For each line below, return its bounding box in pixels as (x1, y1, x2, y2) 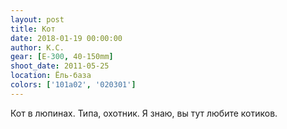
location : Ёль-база (10, 71, 92, 81)
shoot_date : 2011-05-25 (10, 61, 110, 71)
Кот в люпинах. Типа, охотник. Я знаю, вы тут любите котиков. (10, 107, 278, 119)
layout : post (10, 14, 65, 25)
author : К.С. (10, 42, 65, 53)
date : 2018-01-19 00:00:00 (10, 33, 123, 43)
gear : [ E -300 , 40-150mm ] (10, 52, 114, 62)
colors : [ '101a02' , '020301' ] (10, 80, 137, 90)
